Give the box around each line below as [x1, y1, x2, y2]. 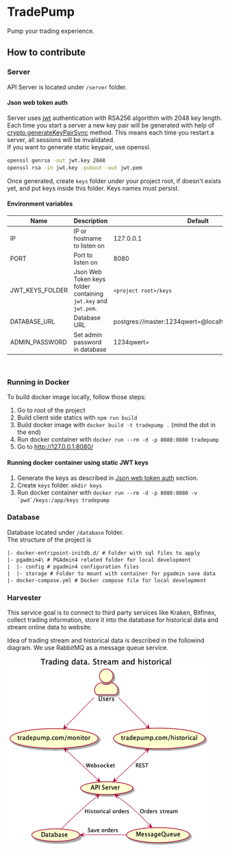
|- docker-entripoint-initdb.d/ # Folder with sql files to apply [7, 549, 201, 556]
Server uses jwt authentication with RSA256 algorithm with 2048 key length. [7, 114, 222, 122]
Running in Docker [7, 377, 70, 387]
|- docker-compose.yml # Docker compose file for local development [7, 577, 207, 584]
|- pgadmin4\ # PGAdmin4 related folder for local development [7, 556, 192, 563]
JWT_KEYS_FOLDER [10, 286, 68, 294]
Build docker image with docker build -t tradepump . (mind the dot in [16, 421, 216, 429]
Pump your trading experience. [7, 27, 94, 35]
